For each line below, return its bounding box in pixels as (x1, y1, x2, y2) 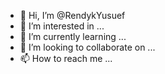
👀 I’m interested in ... (19, 20, 105, 32)
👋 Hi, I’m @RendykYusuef (19, 10, 126, 21)
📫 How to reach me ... (19, 53, 113, 64)
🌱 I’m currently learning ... (19, 31, 127, 42)
